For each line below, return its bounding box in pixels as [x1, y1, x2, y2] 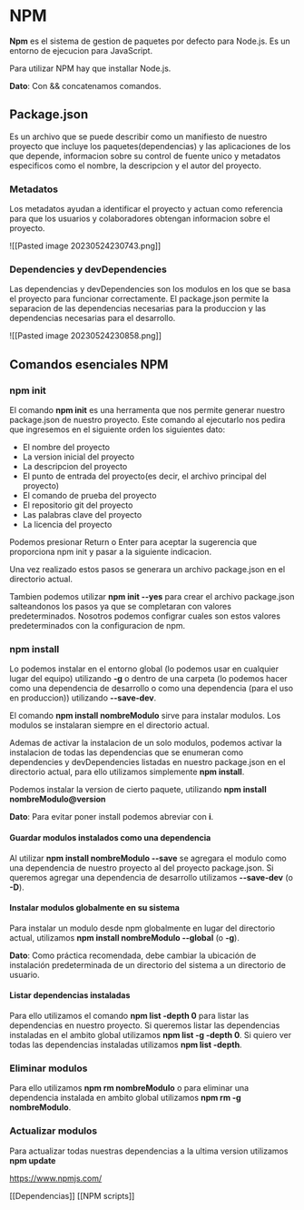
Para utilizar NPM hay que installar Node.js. [9, 63, 172, 74]
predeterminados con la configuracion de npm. [9, 620, 186, 631]
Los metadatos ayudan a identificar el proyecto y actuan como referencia [9, 204, 283, 215]
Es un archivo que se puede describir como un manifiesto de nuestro [9, 131, 268, 142]
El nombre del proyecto [22, 442, 111, 453]
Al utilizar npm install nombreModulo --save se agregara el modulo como [9, 852, 288, 863]
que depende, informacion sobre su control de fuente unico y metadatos [9, 150, 281, 161]
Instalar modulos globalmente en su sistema [9, 902, 180, 913]
